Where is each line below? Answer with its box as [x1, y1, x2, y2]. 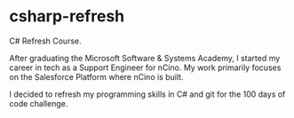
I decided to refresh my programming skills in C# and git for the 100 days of [9, 89, 286, 99]
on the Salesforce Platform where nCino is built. [9, 71, 184, 82]
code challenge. [9, 98, 68, 108]
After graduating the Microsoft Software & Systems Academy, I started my [9, 52, 281, 63]
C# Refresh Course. [9, 35, 82, 46]
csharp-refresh [9, 6, 125, 27]
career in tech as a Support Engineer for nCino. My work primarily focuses [9, 62, 282, 73]
